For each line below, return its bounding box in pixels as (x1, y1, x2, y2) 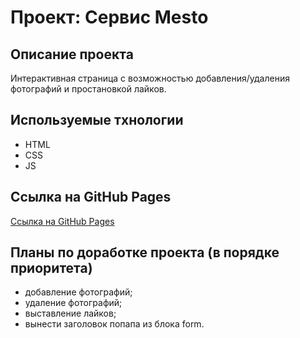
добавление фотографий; (24, 286, 133, 298)
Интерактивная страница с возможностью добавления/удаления (10, 72, 290, 84)
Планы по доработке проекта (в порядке (10, 244, 280, 261)
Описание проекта (10, 46, 134, 63)
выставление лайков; (24, 307, 117, 320)
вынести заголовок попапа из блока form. (24, 318, 205, 330)
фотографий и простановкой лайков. (10, 83, 167, 95)
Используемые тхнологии (10, 112, 184, 129)
